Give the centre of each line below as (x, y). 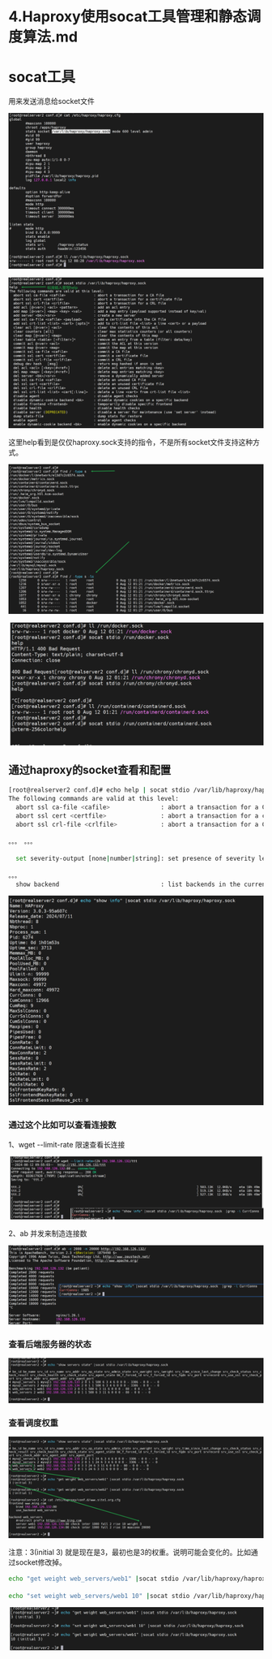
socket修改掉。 (40, 1562)
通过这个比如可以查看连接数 (62, 1125)
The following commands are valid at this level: (94, 799)
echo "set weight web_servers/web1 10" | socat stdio (99, 1596)
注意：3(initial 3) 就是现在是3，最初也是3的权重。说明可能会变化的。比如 (130, 1553)
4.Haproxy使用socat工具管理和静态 (127, 17)
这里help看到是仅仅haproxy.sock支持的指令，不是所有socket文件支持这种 (131, 442)
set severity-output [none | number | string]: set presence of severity (135, 859)
